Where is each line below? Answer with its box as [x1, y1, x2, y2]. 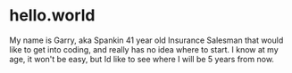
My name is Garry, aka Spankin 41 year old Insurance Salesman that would [9, 35, 284, 45]
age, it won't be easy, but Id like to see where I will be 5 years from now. [9, 53, 275, 64]
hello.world [9, 5, 96, 26]
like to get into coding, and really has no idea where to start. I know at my [9, 44, 279, 54]
